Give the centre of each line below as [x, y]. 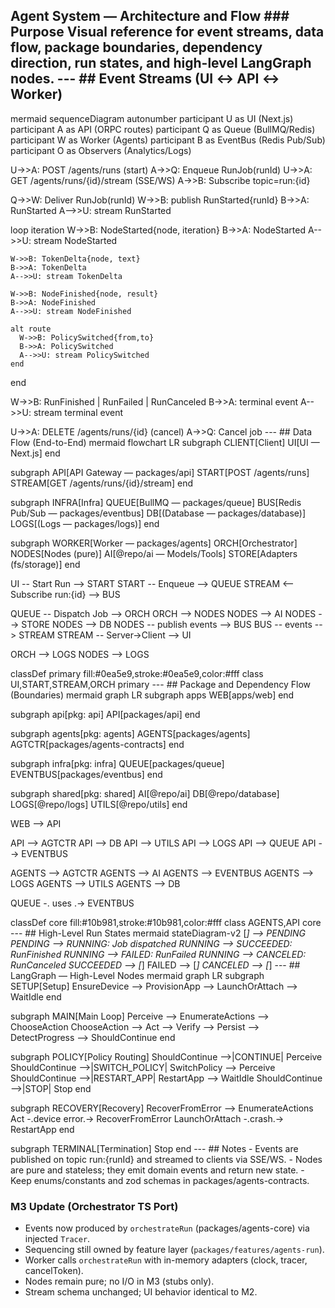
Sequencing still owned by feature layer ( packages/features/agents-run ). [174, 1250]
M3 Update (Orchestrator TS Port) [94, 1206]
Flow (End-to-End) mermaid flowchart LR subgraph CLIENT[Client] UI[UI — [165, 442]
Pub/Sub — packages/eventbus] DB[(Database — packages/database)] [158, 513]
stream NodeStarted [75, 240]
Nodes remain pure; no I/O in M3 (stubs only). [119, 1281]
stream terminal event [78, 412]
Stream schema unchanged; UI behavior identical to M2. [141, 1292]
